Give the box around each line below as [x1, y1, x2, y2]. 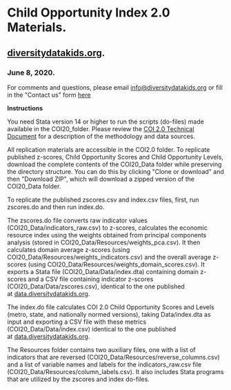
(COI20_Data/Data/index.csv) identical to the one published [7, 324, 177, 333]
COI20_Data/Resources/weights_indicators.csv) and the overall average [7, 253, 212, 261]
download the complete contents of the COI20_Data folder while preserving [7, 160, 222, 168]
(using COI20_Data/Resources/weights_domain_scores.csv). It [28, 260, 205, 269]
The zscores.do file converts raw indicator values [7, 216, 148, 224]
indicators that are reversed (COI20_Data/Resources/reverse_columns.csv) [7, 353, 221, 361]
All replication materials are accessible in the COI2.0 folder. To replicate [7, 145, 210, 153]
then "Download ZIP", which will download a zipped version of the [7, 175, 195, 183]
